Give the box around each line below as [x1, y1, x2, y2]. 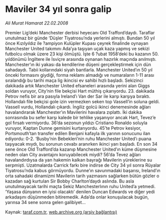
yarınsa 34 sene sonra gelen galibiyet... [5, 199, 86, 205]
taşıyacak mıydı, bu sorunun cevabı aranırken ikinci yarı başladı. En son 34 [5, 141, 158, 147]
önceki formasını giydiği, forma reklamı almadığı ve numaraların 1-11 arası [5, 72, 155, 78]
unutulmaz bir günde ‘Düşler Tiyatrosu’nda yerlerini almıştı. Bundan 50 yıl [5, 35, 155, 41]
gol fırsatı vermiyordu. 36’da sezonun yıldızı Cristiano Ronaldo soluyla [5, 120, 148, 126]
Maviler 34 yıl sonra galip [5, 3, 112, 15]
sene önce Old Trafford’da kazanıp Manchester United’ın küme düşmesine [5, 146, 157, 152]
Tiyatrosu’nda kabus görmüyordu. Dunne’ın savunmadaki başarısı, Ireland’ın [5, 167, 161, 173]
